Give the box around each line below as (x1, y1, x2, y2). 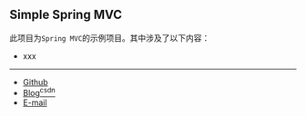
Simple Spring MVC (9, 7, 123, 23)
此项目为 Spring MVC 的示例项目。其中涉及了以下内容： (9, 32, 210, 43)
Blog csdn (22, 86, 56, 99)
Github (22, 76, 48, 87)
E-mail (22, 97, 47, 108)
